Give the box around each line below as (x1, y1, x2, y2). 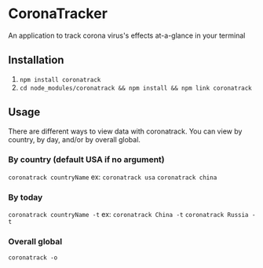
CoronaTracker (8, 5, 108, 23)
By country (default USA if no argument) (8, 154, 165, 165)
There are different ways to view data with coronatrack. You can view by (8, 127, 243, 136)
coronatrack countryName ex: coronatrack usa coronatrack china (8, 172, 217, 182)
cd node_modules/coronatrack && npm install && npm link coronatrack (19, 84, 253, 92)
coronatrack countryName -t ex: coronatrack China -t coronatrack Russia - (8, 210, 256, 219)
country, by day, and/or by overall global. (8, 134, 141, 144)
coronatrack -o (8, 254, 58, 262)
